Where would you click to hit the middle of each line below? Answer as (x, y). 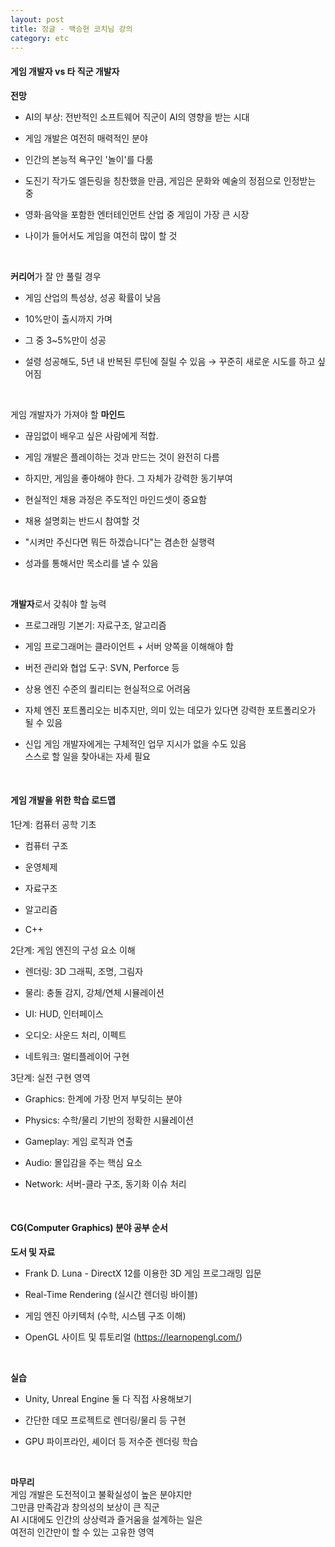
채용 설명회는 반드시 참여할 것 (82, 520)
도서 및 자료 (33, 1252)
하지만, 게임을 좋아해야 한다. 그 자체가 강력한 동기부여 (128, 478)
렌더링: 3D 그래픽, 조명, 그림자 (84, 971)
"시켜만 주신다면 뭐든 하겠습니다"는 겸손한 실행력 (120, 542)
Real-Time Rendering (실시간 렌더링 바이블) (111, 1294)
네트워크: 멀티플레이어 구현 (77, 1056)
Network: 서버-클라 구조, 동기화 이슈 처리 (105, 1183)
